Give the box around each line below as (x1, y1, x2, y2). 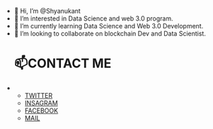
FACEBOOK (24, 106, 59, 115)
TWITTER (24, 91, 53, 99)
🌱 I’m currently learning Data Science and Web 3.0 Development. (13, 22, 204, 30)
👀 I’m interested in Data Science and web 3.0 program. (13, 14, 173, 23)
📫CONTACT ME (13, 55, 112, 72)
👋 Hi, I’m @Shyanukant (13, 7, 81, 15)
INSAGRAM (24, 99, 58, 107)
